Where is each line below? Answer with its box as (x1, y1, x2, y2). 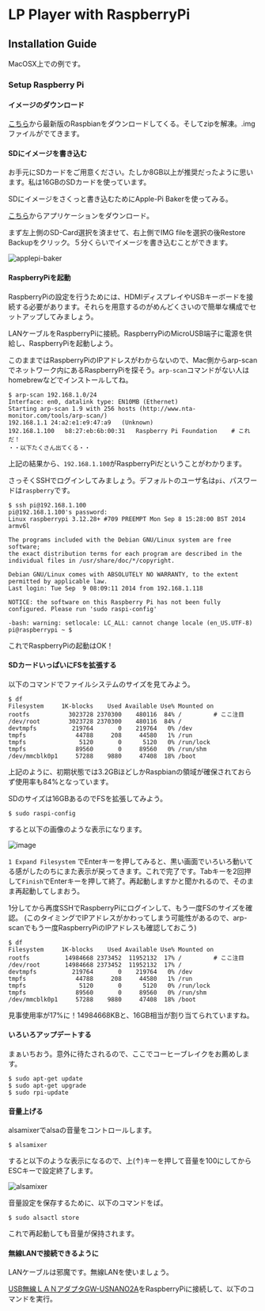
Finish (21, 877, 44, 886)
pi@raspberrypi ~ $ (8, 625, 73, 634)
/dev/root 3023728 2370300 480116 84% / (8, 717, 182, 725)
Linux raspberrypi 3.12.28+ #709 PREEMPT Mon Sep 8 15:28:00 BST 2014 (8, 515, 246, 523)
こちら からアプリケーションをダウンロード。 (8, 211, 154, 221)
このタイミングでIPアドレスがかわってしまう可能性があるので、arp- (26, 913, 248, 922)
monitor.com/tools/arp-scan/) (8, 412, 108, 420)
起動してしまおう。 (21, 886, 85, 895)
